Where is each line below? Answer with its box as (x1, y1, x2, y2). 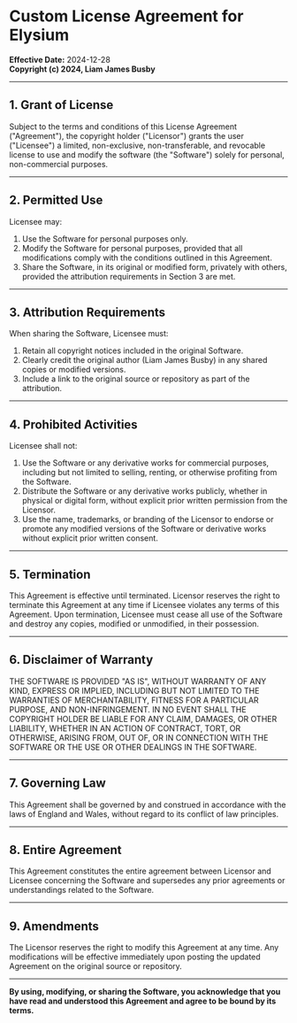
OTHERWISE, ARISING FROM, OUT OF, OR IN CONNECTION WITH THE (9, 732, 269, 742)
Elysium (9, 25, 69, 45)
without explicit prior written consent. (21, 533, 159, 543)
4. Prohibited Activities (9, 417, 139, 432)
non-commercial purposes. (9, 158, 109, 169)
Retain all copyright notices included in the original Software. (21, 345, 244, 356)
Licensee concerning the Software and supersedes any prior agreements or (9, 875, 286, 886)
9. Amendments (9, 919, 100, 934)
